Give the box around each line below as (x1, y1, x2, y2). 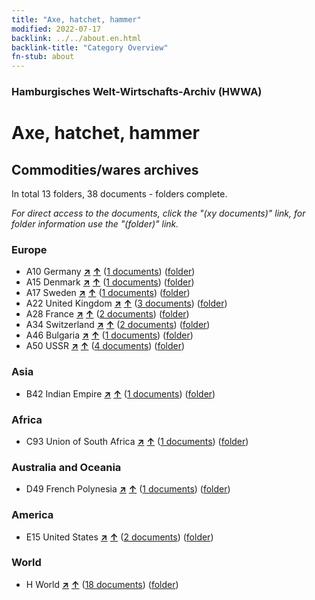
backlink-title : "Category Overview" (11, 42, 169, 53)
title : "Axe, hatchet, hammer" (11, 14, 142, 25)
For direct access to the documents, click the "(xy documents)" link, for (11, 207, 306, 220)
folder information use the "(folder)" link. (11, 218, 179, 230)
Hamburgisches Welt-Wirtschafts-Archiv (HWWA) (11, 85, 263, 99)
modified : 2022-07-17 (11, 24, 102, 34)
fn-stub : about (11, 52, 75, 62)
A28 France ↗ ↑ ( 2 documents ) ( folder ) (25, 308, 190, 320)
